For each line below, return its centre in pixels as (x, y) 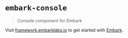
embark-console (36, 8)
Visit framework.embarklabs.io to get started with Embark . (64, 30)
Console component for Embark (49, 20)
